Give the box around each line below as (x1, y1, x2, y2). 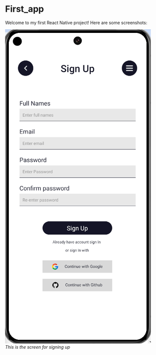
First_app (5, 3, 44, 15)
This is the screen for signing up (5, 344, 70, 350)
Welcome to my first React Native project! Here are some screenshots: (5, 20, 148, 26)
